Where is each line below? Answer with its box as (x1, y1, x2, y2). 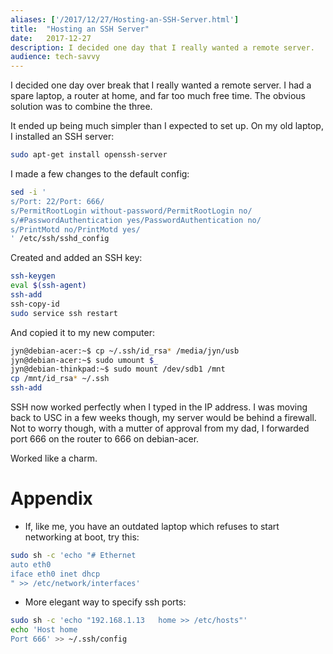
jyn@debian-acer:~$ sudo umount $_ (10, 355, 159, 365)
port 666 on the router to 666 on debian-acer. (10, 433, 200, 445)
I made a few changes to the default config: (10, 168, 190, 180)
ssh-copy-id (10, 299, 60, 309)
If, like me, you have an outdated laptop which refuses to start (24, 520, 280, 532)
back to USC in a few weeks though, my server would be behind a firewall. (10, 412, 317, 423)
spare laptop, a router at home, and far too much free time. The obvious (10, 90, 306, 102)
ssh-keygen (10, 271, 56, 281)
